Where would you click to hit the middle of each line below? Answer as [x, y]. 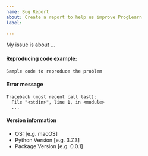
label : [14, 23]
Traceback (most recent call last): [51, 97]
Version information [32, 120]
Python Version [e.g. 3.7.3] [47, 140]
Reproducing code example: [42, 58]
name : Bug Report [28, 12]
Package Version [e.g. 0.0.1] [49, 146]
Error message [25, 85]
